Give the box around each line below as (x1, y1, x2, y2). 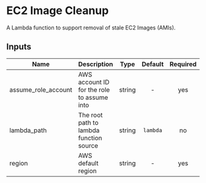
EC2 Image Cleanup (6, 4, 109, 18)
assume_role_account (9, 85, 72, 94)
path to (78, 118, 99, 127)
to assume (78, 93, 109, 102)
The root (78, 111, 103, 119)
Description (78, 59, 113, 68)
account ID (78, 78, 110, 86)
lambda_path (9, 126, 47, 135)
